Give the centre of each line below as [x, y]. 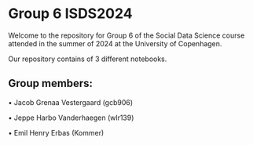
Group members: [50, 83]
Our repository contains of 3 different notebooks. [88, 59]
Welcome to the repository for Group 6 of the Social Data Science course [126, 35]
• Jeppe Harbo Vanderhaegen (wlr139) [71, 118]
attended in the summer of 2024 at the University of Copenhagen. [115, 43]
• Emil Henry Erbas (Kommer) [56, 132]
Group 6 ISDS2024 [70, 14]
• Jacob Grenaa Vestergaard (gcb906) [71, 102]
